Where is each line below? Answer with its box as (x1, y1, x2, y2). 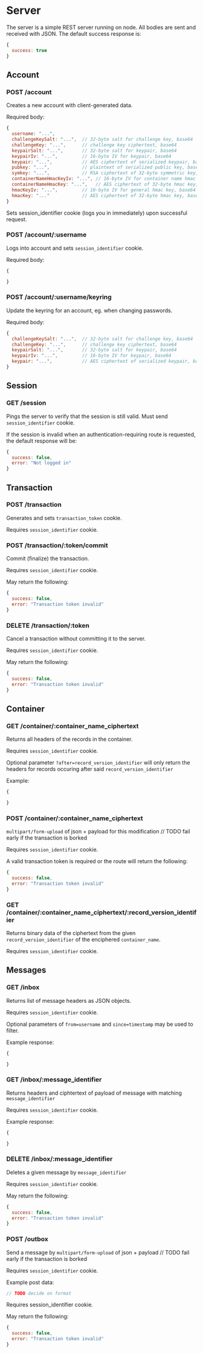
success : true (11, 47, 47, 53)
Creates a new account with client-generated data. (6, 102, 133, 109)
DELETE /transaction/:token (6, 621, 89, 630)
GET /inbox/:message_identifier (6, 1075, 102, 1084)
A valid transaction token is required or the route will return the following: (6, 858, 188, 865)
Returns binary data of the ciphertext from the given (6, 929, 136, 936)
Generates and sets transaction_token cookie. (6, 514, 122, 521)
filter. (6, 1026, 19, 1034)
